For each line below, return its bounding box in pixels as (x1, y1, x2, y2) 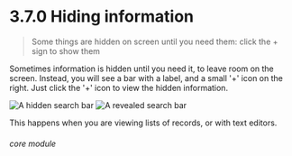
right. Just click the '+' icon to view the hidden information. (9, 82, 228, 93)
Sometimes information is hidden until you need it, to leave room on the (9, 63, 275, 74)
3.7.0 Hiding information (9, 6, 195, 27)
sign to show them (31, 45, 101, 56)
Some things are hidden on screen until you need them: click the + (31, 36, 278, 47)
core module (9, 138, 57, 149)
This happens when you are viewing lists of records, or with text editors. (9, 117, 278, 128)
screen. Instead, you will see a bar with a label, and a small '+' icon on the (9, 72, 284, 83)
